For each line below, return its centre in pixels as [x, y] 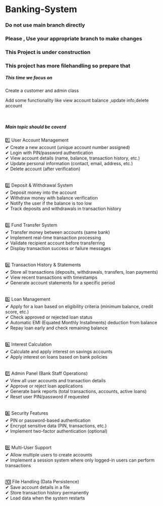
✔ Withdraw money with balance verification [52, 197]
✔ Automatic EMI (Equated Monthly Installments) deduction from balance [81, 322]
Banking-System [41, 9]
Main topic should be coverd [36, 127]
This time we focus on [29, 78]
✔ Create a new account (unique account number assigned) [68, 147]
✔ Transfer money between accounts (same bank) [58, 232]
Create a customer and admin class [42, 90]
